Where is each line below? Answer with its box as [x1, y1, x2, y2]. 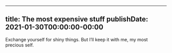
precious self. [5, 42, 34, 48]
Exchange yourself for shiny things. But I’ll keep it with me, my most [5, 36, 148, 42]
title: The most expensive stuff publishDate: [5, 15, 148, 23]
